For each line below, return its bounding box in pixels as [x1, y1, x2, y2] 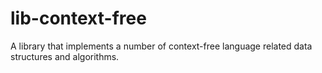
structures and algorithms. [10, 50, 120, 62]
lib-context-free [10, 7, 147, 30]
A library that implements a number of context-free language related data [10, 40, 313, 52]
